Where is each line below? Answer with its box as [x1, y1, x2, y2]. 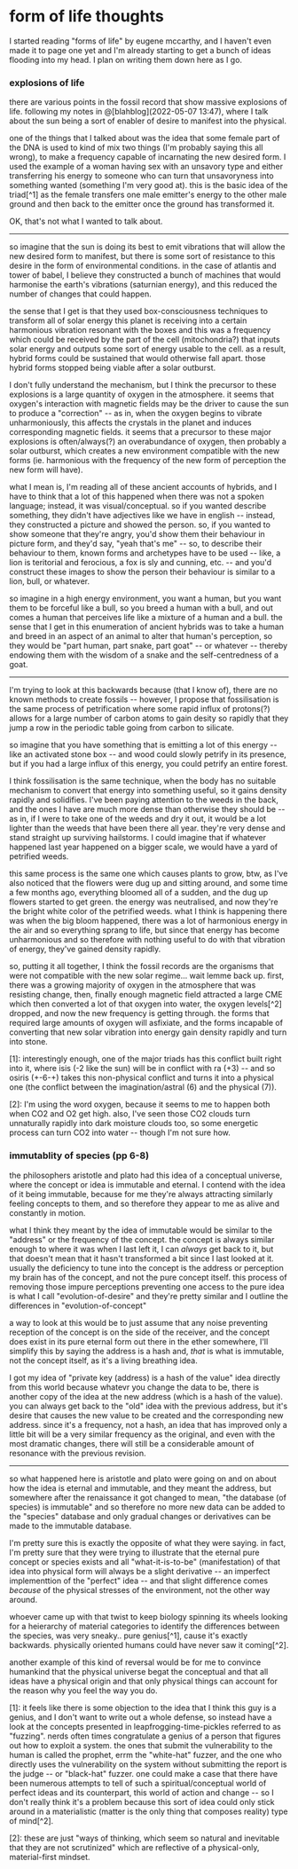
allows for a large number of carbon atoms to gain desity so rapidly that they [9, 713, 289, 724]
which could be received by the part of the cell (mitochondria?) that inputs [9, 335, 281, 345]
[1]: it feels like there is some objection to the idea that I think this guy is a [9, 1702, 277, 1713]
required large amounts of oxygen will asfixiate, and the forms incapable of [9, 1018, 284, 1029]
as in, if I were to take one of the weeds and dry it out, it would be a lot [9, 814, 267, 824]
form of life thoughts [9, 6, 164, 27]
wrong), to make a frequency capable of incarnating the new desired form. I [9, 152, 286, 162]
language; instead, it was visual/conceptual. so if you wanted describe [9, 501, 267, 511]
